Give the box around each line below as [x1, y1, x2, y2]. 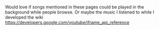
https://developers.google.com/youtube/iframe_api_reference [5, 19, 130, 25]
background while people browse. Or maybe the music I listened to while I [5, 9, 154, 15]
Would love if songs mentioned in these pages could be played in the [5, 4, 144, 10]
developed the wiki [5, 15, 44, 20]
